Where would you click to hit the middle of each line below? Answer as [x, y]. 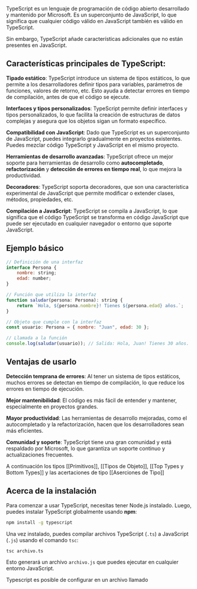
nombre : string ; [37, 273]
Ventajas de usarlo [41, 362]
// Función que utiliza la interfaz [51, 295]
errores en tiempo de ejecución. [45, 389]
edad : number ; [34, 279]
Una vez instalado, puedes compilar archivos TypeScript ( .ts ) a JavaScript [97, 534]
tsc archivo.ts [25, 551]
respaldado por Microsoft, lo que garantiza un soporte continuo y [86, 448]
